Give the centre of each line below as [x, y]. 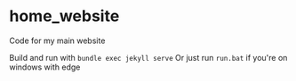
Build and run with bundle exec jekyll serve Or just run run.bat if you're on [148, 57]
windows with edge [45, 67]
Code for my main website [57, 40]
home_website [64, 16]
